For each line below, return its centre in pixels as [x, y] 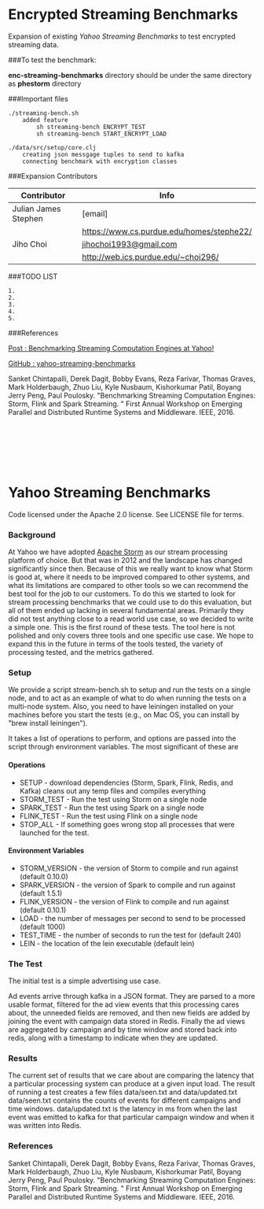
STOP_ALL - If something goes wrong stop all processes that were [127, 824]
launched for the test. [54, 833]
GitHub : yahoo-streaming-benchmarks [72, 363]
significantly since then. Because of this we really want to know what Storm [130, 569]
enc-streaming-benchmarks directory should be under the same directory [130, 75]
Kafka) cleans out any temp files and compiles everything [113, 791]
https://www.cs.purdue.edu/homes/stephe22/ [167, 231]
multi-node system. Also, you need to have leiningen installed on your [121, 707]
